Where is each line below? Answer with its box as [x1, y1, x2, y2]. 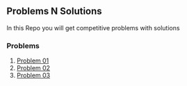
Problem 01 [16, 56, 49, 65]
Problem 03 [16, 72, 50, 80]
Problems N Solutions [6, 6, 102, 17]
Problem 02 [16, 64, 50, 72]
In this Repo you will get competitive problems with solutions [6, 23, 180, 32]
